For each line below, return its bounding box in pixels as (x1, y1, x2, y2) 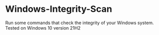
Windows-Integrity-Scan (5, 3, 113, 15)
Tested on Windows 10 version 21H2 (5, 25, 81, 31)
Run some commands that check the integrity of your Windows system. (5, 20, 154, 26)
